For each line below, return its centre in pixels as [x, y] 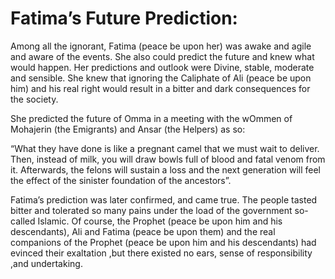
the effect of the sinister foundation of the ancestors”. [121, 180]
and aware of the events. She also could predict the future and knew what [162, 56]
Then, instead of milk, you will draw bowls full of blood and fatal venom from [168, 159]
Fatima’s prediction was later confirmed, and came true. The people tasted [164, 199]
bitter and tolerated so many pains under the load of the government [151, 210]
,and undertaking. [46, 263]
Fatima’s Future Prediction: [124, 18]
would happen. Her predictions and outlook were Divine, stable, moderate [162, 67]
